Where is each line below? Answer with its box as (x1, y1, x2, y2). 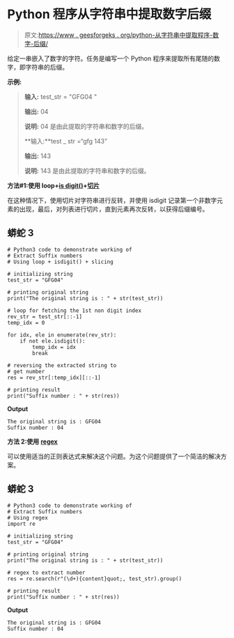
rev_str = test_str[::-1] (7, 313, 82, 320)
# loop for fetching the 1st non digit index (7, 307, 141, 314)
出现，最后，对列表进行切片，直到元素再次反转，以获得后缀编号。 (19, 205, 209, 213)
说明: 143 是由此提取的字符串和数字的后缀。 (24, 166, 150, 175)
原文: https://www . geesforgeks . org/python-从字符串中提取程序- (24, 31, 213, 39)
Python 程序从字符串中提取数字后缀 (7, 6, 212, 22)
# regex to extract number (7, 569, 86, 576)
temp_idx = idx (32, 343, 77, 350)
